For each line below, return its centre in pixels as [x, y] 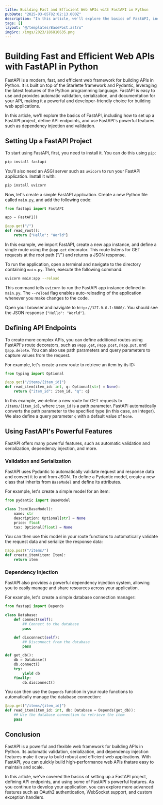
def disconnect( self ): [37, 637]
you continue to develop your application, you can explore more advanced [79, 786]
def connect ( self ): [33, 620]
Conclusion [23, 735]
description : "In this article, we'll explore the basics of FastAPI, [78, 19]
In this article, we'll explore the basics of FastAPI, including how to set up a [80, 115]
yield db [31, 673]
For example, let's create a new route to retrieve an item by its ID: [70, 365]
